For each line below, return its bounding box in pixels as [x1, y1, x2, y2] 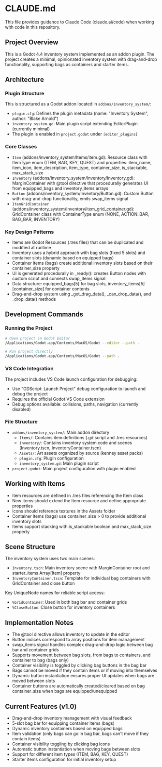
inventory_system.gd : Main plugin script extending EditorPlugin [12, 121, 138, 127]
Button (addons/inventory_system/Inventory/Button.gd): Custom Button [12, 190, 154, 196]
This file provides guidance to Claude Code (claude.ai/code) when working [5, 19, 155, 25]
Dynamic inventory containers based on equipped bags [12, 726, 123, 732]
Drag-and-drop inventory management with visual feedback [12, 715, 132, 721]
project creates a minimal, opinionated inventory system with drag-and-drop [5, 56, 157, 62]
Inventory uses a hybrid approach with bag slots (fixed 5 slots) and [12, 250, 146, 256]
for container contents [45, 286, 89, 292]
